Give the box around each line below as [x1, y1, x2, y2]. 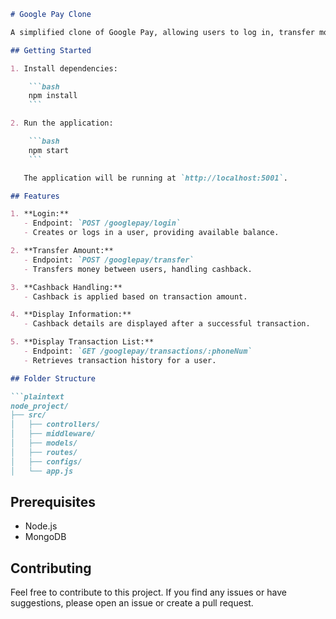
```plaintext [10, 391, 65, 402]
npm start [28, 145, 70, 155]
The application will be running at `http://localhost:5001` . [23, 173, 288, 183]
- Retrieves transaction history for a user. [23, 355, 217, 365]
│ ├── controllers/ [10, 420, 101, 430]
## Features [10, 191, 60, 201]
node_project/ [10, 401, 70, 411]
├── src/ [10, 410, 47, 420]
